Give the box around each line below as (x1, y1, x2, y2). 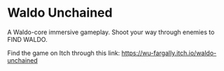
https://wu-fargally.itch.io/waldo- (121, 49, 217, 57)
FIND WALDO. (7, 35, 48, 43)
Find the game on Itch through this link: (7, 49, 120, 57)
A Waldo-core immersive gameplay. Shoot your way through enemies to (7, 28, 215, 36)
